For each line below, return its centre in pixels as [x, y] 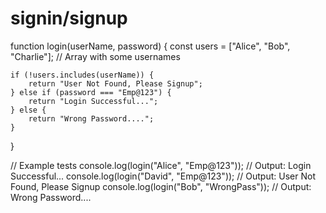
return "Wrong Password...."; [91, 118]
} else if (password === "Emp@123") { [91, 92]
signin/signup [69, 18]
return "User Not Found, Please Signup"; [115, 83]
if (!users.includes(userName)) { [82, 75]
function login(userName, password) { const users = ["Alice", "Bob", [150, 46]
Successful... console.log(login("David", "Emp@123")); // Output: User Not [163, 176]
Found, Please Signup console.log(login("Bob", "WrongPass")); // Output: [161, 186]
